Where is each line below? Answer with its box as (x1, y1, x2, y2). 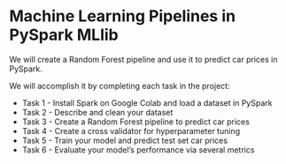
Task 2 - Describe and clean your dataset (21, 107, 174, 117)
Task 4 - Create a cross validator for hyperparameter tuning (21, 125, 241, 136)
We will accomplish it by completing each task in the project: (9, 80, 230, 91)
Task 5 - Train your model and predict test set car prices (21, 135, 228, 145)
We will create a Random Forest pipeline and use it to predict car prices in (9, 54, 278, 64)
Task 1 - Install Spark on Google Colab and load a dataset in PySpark (21, 97, 273, 108)
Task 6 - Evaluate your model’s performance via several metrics (21, 144, 255, 155)
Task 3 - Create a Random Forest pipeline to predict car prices (21, 116, 250, 127)
